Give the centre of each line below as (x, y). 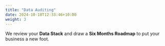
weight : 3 (16, 19)
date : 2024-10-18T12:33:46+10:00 (41, 15)
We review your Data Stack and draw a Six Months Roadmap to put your (82, 34)
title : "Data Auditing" (31, 10)
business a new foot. (27, 39)
